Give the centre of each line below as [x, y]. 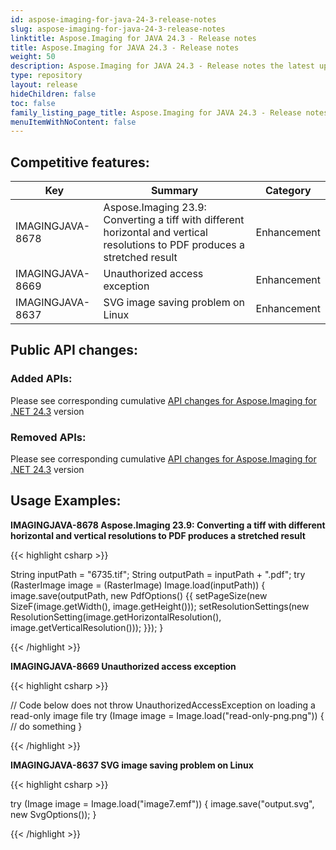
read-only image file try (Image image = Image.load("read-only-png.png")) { [167, 715]
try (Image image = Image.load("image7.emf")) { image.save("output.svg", [162, 803]
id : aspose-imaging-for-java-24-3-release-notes [113, 19]
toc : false [33, 103]
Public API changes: [74, 350]
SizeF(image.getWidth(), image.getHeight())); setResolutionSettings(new [160, 606]
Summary [174, 191]
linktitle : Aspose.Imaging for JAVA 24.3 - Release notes [133, 38]
